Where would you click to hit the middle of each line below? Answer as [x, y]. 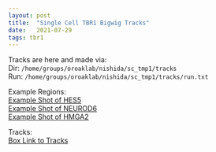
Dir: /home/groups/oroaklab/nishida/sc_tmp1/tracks [93, 69]
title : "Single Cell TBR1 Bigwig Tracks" [79, 23]
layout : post [30, 15]
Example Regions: [37, 92]
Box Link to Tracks [38, 141]
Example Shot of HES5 [45, 100]
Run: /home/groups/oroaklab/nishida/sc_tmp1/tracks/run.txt [108, 76]
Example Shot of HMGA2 [48, 117]
